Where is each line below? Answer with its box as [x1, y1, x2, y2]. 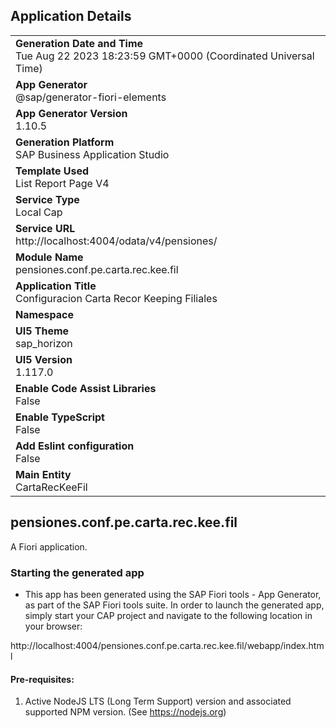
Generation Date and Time [15, 36, 144, 50]
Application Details [10, 8, 132, 25]
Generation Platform [15, 135, 115, 149]
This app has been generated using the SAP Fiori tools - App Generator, [24, 588, 322, 600]
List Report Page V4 [15, 176, 110, 190]
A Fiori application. [10, 540, 88, 553]
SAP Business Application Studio [15, 147, 170, 161]
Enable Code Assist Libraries [15, 381, 157, 395]
